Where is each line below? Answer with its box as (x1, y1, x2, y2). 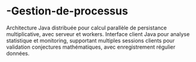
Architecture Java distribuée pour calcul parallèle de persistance (6, 24, 167, 31)
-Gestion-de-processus (6, 4, 128, 18)
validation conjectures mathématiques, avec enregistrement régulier (6, 43, 176, 51)
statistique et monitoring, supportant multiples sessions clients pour (6, 37, 175, 44)
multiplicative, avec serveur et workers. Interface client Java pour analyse (6, 30, 190, 37)
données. (6, 49, 30, 57)
